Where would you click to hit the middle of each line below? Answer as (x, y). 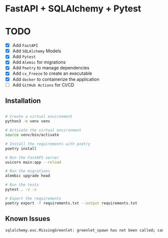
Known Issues (28, 219)
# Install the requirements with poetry (48, 144)
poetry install (21, 148)
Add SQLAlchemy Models (37, 51)
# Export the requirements (33, 198)
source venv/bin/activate (32, 135)
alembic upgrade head (28, 176)
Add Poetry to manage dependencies (51, 68)
